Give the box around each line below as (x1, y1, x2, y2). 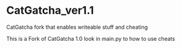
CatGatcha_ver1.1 (6, 4, 94, 17)
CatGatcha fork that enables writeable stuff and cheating (6, 23, 148, 31)
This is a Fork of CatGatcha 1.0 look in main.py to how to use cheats (6, 35, 176, 42)
